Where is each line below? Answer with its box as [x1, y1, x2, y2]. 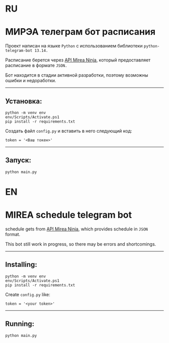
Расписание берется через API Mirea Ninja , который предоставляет [5, 57, 151, 63]
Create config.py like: [5, 291, 50, 298]
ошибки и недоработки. [5, 78, 56, 84]
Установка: [5, 97, 42, 105]
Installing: [5, 260, 38, 269]
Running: [5, 320, 35, 328]
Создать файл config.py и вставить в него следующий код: [5, 128, 132, 134]
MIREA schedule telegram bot [5, 209, 132, 221]
